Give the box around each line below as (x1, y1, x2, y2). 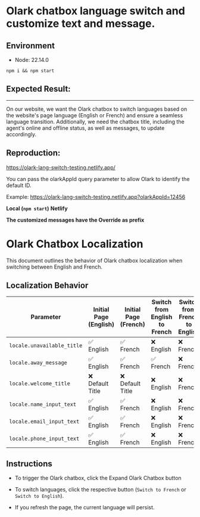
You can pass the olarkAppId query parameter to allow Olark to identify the (6, 175, 190, 182)
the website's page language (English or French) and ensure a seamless (6, 111, 183, 119)
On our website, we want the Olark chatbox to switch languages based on (6, 105, 187, 113)
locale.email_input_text (9, 418, 80, 425)
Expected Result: (6, 84, 71, 94)
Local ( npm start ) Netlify (6, 204, 68, 212)
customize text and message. (6, 17, 155, 30)
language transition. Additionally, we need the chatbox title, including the (6, 118, 185, 125)
